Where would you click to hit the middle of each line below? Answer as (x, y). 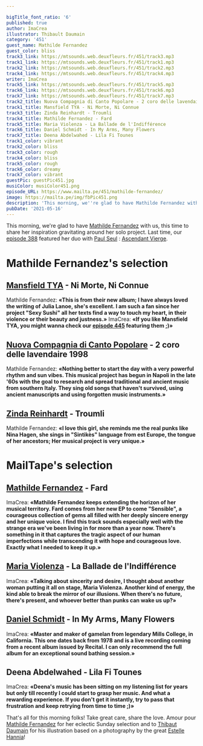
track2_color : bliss (32, 147)
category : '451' (27, 40)
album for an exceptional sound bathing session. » (70, 653)
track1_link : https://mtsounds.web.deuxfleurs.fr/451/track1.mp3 (90, 62)
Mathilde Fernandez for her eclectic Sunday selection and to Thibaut (92, 724)
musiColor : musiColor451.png (43, 186)
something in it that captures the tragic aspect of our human (83, 534)
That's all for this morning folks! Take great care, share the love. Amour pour (101, 718)
